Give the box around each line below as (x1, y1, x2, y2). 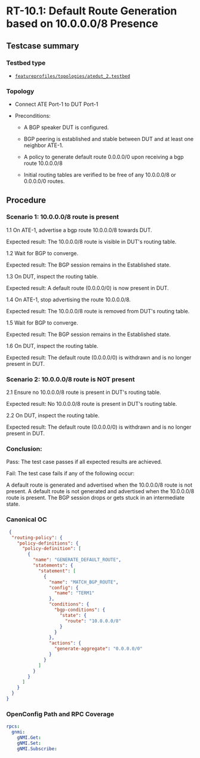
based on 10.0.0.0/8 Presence (6, 17, 158, 30)
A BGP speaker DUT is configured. (23, 124, 109, 131)
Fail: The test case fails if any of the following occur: (6, 470, 135, 477)
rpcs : (6, 723, 20, 730)
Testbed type (6, 59, 46, 67)
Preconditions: (14, 112, 51, 120)
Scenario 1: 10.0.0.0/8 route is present (6, 213, 119, 221)
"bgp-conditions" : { (54, 607, 106, 613)
